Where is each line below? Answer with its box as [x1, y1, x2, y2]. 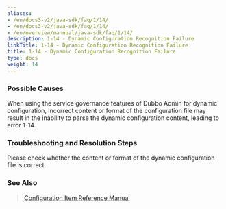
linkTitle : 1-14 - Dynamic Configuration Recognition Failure [7, 42, 188, 49]
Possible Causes [7, 84, 64, 93]
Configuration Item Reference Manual [23, 193, 130, 202]
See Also [7, 178, 38, 188]
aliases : [7, 10, 32, 17]
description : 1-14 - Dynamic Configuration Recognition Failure [7, 36, 194, 42]
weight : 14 [7, 61, 38, 68]
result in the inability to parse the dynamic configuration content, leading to [7, 114, 219, 122]
